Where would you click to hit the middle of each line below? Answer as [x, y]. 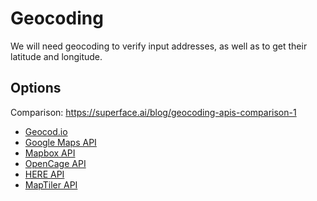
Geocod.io [46, 131]
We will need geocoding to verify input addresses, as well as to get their [159, 46]
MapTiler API [51, 184]
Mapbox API [50, 153]
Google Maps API [60, 142]
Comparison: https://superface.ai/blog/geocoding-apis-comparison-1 [153, 112]
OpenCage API [55, 163]
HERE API [44, 174]
